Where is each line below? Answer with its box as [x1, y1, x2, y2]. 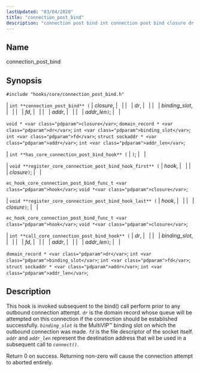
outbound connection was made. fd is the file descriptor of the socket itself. [6, 328, 193, 335]
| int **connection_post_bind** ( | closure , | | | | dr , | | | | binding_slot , [6, 102, 193, 109]
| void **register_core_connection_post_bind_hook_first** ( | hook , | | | [6, 163, 191, 169]
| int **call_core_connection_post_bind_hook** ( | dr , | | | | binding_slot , [6, 232, 193, 239]
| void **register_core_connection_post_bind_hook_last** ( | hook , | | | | [6, 197, 195, 204]
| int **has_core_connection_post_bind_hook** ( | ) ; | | [6, 151, 146, 158]
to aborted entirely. [6, 358, 53, 366]
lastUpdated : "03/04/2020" [6, 8, 74, 15]
